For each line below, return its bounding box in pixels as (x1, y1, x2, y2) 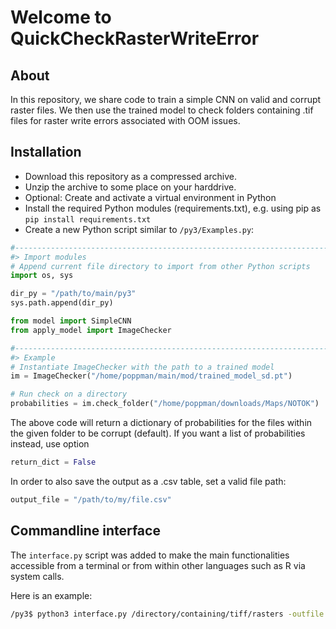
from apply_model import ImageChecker (10, 325, 172, 335)
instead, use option (10, 438, 90, 450)
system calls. (10, 570, 65, 582)
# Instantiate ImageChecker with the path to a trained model (10, 362, 275, 372)
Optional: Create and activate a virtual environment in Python (24, 191, 277, 203)
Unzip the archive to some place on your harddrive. (24, 181, 237, 193)
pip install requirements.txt (24, 214, 152, 225)
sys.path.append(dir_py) (10, 298, 114, 308)
